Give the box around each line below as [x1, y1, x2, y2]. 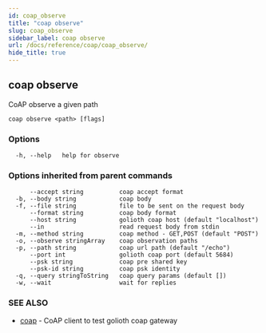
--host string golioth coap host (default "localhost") [29, 216, 260, 224]
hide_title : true [8, 49, 66, 57]
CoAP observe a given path [8, 99, 98, 109]
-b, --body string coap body [15, 195, 152, 204]
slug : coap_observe [8, 26, 73, 34]
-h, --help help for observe [15, 152, 120, 160]
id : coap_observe [8, 11, 66, 20]
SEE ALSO [8, 297, 49, 308]
